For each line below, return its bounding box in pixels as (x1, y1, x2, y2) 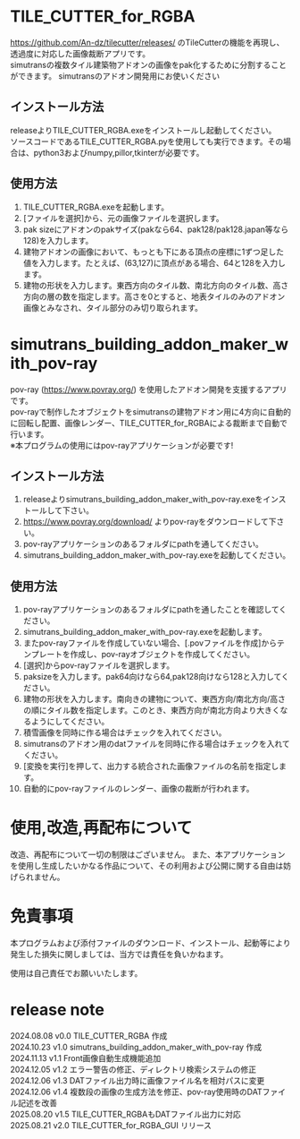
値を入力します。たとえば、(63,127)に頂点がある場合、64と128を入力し (22, 257, 287, 268)
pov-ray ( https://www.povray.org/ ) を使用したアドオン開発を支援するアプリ (10, 383, 288, 395)
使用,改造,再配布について (10, 818, 193, 838)
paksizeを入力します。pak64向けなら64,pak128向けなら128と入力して (22, 672, 282, 682)
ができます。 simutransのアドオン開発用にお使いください (10, 70, 221, 81)
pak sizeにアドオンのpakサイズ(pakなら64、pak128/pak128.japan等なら (22, 224, 289, 235)
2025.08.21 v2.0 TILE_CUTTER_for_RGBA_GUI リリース (10, 1119, 212, 1130)
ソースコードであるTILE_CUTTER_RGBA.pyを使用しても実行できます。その (10, 136, 284, 147)
